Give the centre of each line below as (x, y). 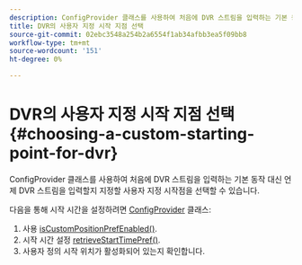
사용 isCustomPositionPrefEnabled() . (89, 228)
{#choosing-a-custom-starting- (132, 134)
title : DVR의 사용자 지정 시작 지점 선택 (76, 26)
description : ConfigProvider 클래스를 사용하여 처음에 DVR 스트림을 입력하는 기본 (148, 18)
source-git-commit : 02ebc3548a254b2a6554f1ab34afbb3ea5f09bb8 (128, 34)
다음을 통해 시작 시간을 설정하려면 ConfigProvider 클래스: (110, 209)
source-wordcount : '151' (56, 51)
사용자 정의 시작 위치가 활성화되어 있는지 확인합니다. (113, 251)
